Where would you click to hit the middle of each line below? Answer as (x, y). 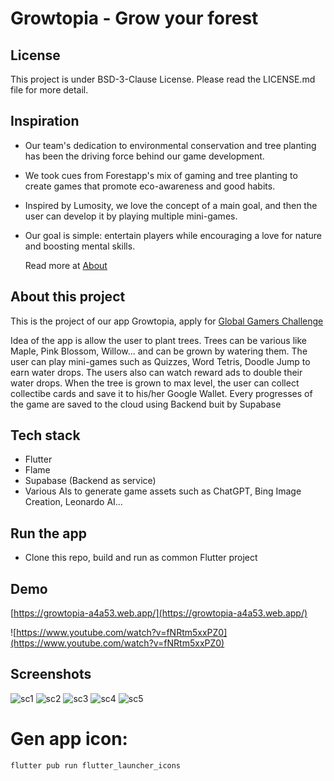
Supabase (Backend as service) (90, 481)
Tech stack (45, 435)
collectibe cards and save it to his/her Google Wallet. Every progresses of (161, 393)
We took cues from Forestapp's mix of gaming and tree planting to (161, 175)
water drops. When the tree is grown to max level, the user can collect (155, 383)
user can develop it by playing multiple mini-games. (131, 216)
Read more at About (66, 265)
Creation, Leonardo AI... (73, 502)
